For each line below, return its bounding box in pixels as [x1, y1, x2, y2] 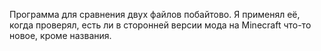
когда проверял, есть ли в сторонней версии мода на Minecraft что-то [9, 19, 312, 31]
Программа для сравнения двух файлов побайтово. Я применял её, [9, 9, 301, 20]
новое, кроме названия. [9, 30, 112, 41]
